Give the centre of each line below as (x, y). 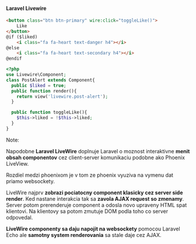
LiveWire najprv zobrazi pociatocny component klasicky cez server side (94, 193)
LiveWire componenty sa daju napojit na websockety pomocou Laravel (93, 229)
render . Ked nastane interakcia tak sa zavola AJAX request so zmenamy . (95, 198)
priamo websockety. (31, 181)
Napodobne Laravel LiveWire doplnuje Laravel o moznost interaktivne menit (98, 151)
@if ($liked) (22, 37)
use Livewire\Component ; (36, 75)
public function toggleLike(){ (49, 112)
